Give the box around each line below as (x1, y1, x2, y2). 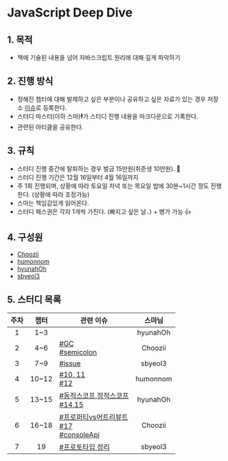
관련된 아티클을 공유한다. (16, 122, 84, 131)
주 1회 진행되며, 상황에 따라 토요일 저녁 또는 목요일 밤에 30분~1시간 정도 (16, 181, 209, 190)
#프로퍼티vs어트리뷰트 (59, 412, 128, 422)
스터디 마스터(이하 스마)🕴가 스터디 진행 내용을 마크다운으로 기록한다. (16, 112, 198, 120)
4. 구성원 (7, 232, 43, 243)
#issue (59, 359, 81, 368)
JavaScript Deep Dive (7, 5, 133, 21)
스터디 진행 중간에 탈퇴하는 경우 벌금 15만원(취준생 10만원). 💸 (16, 164, 181, 172)
